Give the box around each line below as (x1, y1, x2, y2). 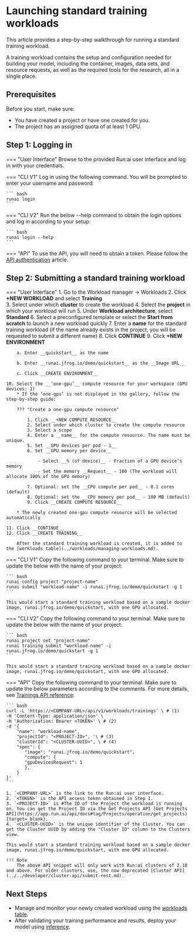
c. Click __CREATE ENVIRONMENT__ (16, 371, 99, 377)
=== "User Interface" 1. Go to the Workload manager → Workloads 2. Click (6, 288, 187, 296)
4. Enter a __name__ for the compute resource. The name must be (27, 433, 191, 439)
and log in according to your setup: (6, 218, 91, 225)
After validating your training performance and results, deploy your (14, 917, 177, 924)
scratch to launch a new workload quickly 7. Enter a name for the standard (6, 320, 187, 327)
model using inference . (14, 923, 70, 931)
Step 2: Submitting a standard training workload (6, 273, 185, 283)
